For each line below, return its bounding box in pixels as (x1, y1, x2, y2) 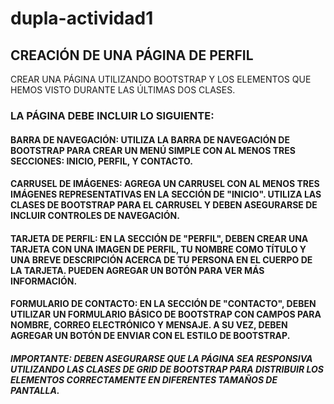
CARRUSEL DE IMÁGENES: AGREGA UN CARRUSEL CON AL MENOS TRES (10, 178, 320, 190)
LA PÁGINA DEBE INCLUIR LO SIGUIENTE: (10, 108, 215, 122)
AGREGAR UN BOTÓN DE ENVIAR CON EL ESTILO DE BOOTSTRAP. (10, 330, 291, 342)
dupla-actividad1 (10, 7, 154, 30)
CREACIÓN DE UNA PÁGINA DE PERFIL (10, 47, 254, 64)
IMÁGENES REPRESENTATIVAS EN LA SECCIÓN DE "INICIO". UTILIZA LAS (10, 188, 322, 201)
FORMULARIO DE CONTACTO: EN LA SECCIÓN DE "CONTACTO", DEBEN (10, 298, 317, 310)
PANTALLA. (10, 384, 60, 396)
